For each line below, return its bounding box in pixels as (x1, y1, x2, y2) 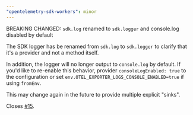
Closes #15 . (6, 102, 34, 110)
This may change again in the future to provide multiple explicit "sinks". (6, 91, 181, 98)
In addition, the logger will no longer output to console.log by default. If (6, 60, 181, 68)
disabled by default (6, 31, 53, 39)
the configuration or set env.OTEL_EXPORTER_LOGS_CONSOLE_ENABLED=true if (6, 73, 184, 80)
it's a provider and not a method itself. (6, 49, 99, 56)
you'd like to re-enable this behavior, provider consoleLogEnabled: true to (6, 66, 186, 74)
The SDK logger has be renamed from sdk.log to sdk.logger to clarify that (6, 43, 187, 50)
